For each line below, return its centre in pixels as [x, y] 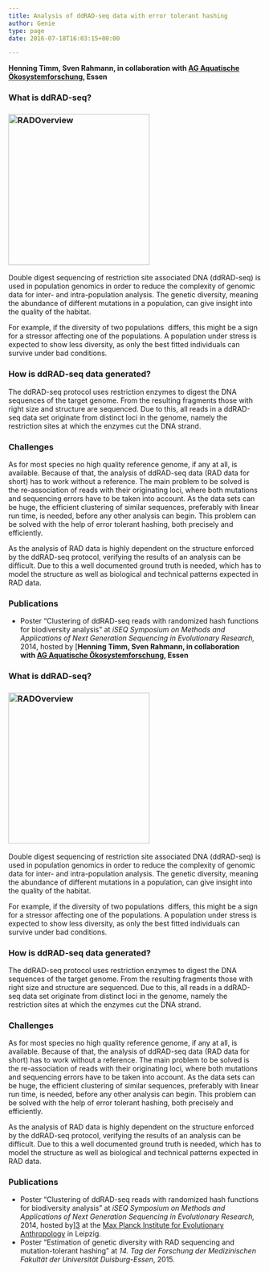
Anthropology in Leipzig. [61, 1234]
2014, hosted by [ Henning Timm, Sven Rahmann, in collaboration [130, 647]
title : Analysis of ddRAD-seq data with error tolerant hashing [118, 16]
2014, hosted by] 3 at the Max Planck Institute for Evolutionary [122, 1225]
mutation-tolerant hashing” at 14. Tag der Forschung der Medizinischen [138, 1251]
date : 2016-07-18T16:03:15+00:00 [64, 38]
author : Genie [32, 23]
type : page [26, 31]
